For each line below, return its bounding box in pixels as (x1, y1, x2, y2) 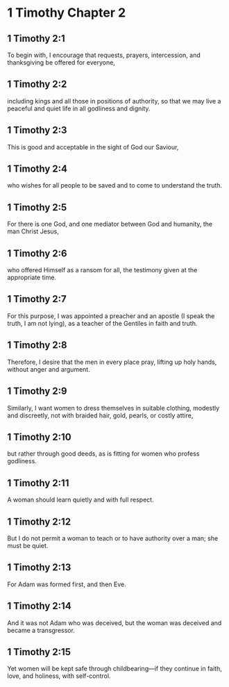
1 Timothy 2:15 (7, 646, 71, 658)
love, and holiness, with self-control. (7, 672, 111, 680)
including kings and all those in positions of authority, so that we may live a (7, 97, 221, 105)
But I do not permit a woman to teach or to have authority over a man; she (7, 533, 219, 543)
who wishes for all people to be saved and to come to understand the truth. (7, 181, 223, 190)
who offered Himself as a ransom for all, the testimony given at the (7, 266, 198, 274)
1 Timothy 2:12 (7, 515, 71, 527)
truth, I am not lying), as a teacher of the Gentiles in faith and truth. (7, 319, 198, 327)
